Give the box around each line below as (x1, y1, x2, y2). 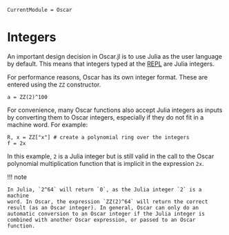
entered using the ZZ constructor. (7, 80, 101, 88)
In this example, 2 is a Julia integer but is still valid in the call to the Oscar (7, 152, 215, 160)
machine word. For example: (7, 120, 88, 129)
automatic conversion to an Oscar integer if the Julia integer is (7, 210, 206, 217)
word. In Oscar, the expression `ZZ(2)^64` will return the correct (7, 198, 208, 205)
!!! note (7, 173, 28, 181)
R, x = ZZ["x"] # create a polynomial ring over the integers (7, 133, 190, 141)
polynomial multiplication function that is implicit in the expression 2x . (7, 159, 204, 167)
